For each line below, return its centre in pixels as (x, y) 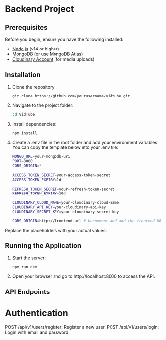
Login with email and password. (38, 332)
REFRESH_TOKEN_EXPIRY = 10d (39, 194)
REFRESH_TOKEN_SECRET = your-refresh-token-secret (63, 189)
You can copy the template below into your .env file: (65, 147)
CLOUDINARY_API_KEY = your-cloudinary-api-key (59, 207)
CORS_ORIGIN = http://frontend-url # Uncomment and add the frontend (83, 221)
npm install (25, 133)
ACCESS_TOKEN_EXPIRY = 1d (37, 180)
